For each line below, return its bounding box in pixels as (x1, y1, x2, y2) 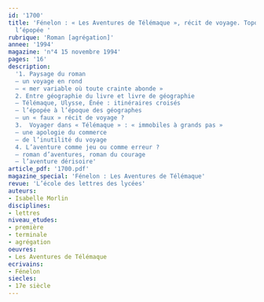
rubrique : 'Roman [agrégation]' (8, 33, 114, 42)
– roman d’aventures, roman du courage (15, 150, 146, 158)
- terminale (8, 231, 47, 239)
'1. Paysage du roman (15, 70, 86, 78)
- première (8, 223, 44, 232)
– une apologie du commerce (15, 128, 108, 136)
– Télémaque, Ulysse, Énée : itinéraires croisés (15, 99, 181, 107)
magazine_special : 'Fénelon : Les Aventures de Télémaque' (8, 172, 206, 181)
